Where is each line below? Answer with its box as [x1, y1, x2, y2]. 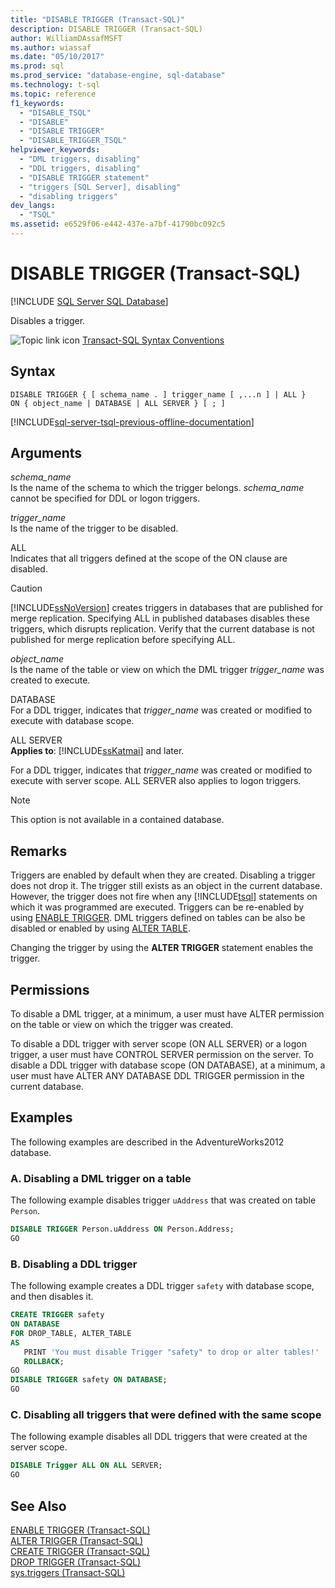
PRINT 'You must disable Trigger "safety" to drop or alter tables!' [23, 1347, 320, 1357]
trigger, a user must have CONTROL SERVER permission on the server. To [10, 1049, 314, 1061]
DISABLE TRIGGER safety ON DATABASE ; [10, 1375, 168, 1385]
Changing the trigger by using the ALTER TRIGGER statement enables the [10, 942, 314, 954]
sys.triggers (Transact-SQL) [10, 1566, 126, 1578]
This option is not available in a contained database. [10, 814, 225, 826]
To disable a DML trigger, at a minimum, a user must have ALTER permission [10, 1008, 325, 1020]
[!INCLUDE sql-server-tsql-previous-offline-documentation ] [10, 416, 255, 428]
